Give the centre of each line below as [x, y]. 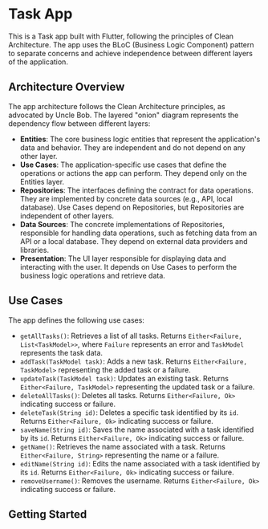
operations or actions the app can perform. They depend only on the [133, 173]
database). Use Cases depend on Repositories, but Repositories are [132, 207]
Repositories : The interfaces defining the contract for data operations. [137, 190]
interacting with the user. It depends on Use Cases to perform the [128, 267]
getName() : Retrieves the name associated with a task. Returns [123, 446]
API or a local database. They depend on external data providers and [134, 241]
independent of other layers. [67, 216]
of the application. [38, 62]
